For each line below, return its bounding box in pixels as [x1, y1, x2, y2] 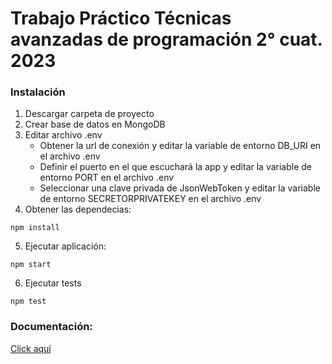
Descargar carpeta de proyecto [24, 108, 155, 120]
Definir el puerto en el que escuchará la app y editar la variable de [39, 161, 313, 173]
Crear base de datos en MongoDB [24, 118, 166, 131]
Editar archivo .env [24, 129, 103, 141]
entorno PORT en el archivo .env [39, 172, 175, 184]
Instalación [10, 85, 66, 99]
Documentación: [10, 320, 93, 334]
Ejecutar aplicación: [24, 240, 107, 252]
